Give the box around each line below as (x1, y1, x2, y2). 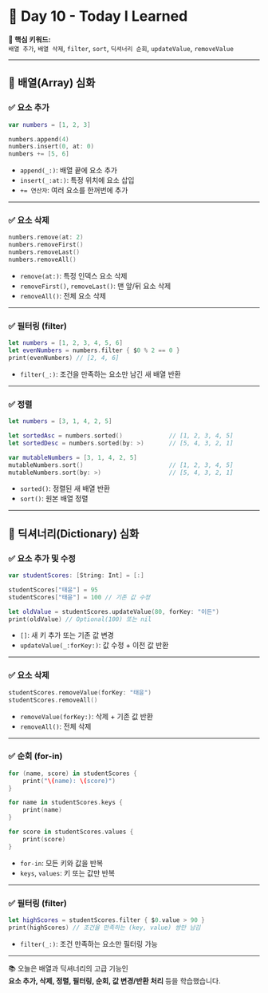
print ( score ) (22, 835, 66, 843)
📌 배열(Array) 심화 (8, 76, 96, 90)
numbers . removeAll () (8, 255, 77, 264)
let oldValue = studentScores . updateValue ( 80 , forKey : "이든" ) (8, 607, 219, 615)
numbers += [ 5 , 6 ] (8, 150, 69, 158)
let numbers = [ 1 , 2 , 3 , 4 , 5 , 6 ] (8, 339, 124, 347)
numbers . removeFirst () (8, 241, 84, 249)
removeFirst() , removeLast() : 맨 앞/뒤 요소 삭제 (19, 281, 171, 291)
